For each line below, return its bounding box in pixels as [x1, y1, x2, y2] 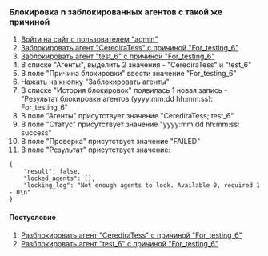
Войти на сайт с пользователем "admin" [20, 34, 158, 44]
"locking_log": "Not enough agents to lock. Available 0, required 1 [23, 182, 261, 190]
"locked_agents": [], [23, 174, 95, 182]
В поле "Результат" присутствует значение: [20, 145, 171, 154]
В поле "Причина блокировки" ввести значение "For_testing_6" [20, 69, 237, 78]
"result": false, [23, 167, 82, 176]
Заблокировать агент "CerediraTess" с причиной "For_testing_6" [20, 43, 239, 53]
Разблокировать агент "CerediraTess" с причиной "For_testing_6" [20, 230, 242, 240]
